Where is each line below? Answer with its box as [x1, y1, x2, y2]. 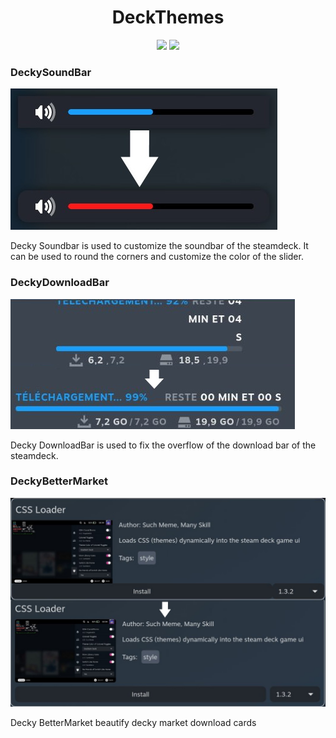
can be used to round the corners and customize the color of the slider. [10, 251, 304, 263]
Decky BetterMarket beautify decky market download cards [10, 716, 257, 728]
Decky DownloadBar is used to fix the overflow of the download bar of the [10, 439, 317, 451]
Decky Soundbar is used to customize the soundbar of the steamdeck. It [10, 240, 309, 252]
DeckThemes [111, 6, 225, 29]
